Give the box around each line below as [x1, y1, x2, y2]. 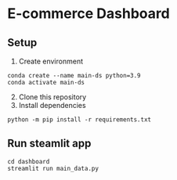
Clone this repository [18, 92, 87, 102]
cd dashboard [7, 157, 50, 165]
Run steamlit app [7, 137, 92, 150]
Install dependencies [18, 101, 87, 110]
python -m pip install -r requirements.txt [7, 116, 152, 124]
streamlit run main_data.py [7, 164, 99, 172]
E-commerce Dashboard [7, 5, 170, 23]
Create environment [18, 56, 84, 66]
